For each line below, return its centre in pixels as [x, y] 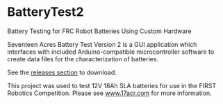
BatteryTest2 [46, 12]
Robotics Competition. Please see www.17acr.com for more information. [109, 93]
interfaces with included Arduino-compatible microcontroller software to [111, 52]
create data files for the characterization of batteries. [83, 59]
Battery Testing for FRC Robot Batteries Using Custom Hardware [100, 31]
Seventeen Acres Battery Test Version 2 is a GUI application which [102, 44]
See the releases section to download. [62, 72]
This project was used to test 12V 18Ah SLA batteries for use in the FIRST [112, 85]
